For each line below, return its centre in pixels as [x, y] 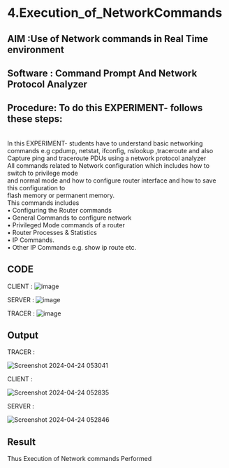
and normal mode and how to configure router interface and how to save [112, 180]
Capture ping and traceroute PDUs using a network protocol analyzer [107, 158]
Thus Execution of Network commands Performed [80, 459]
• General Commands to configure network [69, 218]
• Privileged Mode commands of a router [66, 225]
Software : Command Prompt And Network [102, 73]
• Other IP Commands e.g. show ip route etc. [72, 247]
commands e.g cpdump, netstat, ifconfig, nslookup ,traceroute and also [110, 150]
